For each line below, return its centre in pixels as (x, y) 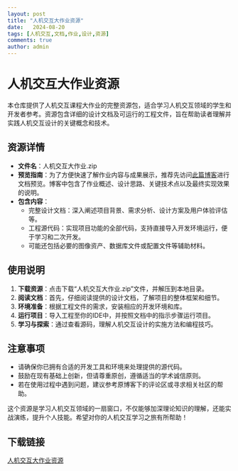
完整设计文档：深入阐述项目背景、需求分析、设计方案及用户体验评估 (128, 210)
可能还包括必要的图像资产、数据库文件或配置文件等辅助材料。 (119, 245)
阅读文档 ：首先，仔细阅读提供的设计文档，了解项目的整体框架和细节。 (120, 297)
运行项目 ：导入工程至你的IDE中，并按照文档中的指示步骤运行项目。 (116, 315)
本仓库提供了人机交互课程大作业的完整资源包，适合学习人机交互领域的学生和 (119, 105)
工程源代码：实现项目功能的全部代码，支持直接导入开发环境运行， (125, 228)
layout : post (27, 14)
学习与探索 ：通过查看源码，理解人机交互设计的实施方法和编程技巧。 (117, 324)
